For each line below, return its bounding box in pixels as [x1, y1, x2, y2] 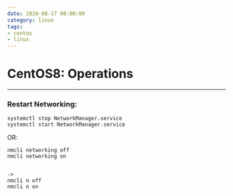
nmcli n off [7, 177, 42, 184]
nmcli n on [7, 183, 39, 190]
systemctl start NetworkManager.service [7, 121, 126, 129]
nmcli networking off [7, 147, 70, 154]
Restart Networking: [7, 99, 78, 108]
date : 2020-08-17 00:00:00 [7, 10, 85, 17]
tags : [7, 23, 23, 30]
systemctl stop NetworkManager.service [7, 115, 123, 122]
